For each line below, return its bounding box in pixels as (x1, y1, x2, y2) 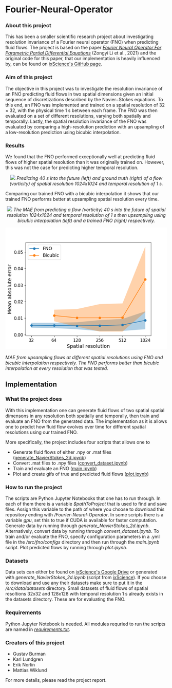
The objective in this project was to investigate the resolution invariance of (5, 85, 163, 91)
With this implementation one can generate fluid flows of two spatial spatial (5, 407, 165, 413)
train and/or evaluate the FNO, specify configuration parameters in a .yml (5, 533, 160, 540)
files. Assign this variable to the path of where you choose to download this (5, 506, 165, 512)
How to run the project (5, 484, 63, 491)
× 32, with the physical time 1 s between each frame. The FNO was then (5, 107, 158, 114)
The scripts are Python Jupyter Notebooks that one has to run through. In (5, 495, 161, 501)
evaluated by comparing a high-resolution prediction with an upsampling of (5, 123, 165, 129)
